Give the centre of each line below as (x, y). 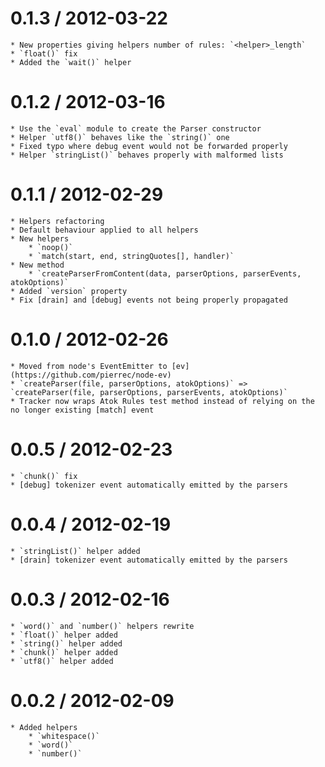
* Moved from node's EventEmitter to (89, 366)
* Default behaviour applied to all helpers (104, 230)
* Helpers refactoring (57, 221)
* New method (37, 265)
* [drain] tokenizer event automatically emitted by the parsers (149, 560)
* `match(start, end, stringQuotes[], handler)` (131, 256)
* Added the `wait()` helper (71, 62)
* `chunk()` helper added (64, 652)
